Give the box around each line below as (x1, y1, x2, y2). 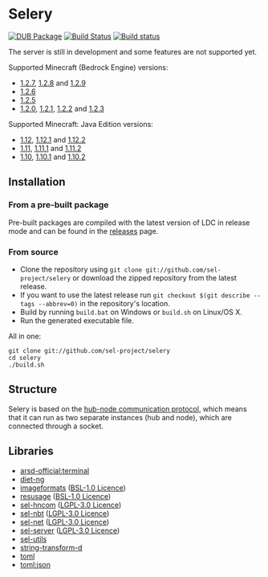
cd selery (8, 354, 42, 362)
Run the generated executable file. (19, 315, 135, 325)
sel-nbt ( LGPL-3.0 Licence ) (19, 508, 110, 518)
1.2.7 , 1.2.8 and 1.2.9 (19, 78, 87, 88)
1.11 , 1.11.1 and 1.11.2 (19, 143, 82, 153)
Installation (8, 175, 66, 189)
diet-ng (19, 474, 45, 484)
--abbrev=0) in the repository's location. (38, 298, 170, 308)
